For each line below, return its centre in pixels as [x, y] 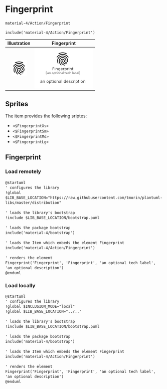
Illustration [19, 43]
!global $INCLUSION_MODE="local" [40, 306]
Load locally [20, 285]
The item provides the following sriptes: [46, 116]
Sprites [17, 104]
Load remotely [23, 171]
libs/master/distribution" [33, 203]
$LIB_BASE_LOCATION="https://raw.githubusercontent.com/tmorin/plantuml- [84, 198]
